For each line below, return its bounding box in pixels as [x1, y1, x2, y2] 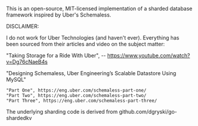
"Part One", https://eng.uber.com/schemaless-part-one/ [6, 88, 147, 93]
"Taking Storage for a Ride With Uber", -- [6, 52, 106, 59]
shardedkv [6, 115, 33, 121]
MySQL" [6, 76, 27, 83]
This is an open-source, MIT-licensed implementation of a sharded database [6, 5, 193, 12]
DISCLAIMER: [6, 23, 40, 30]
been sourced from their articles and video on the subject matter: [6, 41, 165, 47]
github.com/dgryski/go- [119, 108, 177, 115]
